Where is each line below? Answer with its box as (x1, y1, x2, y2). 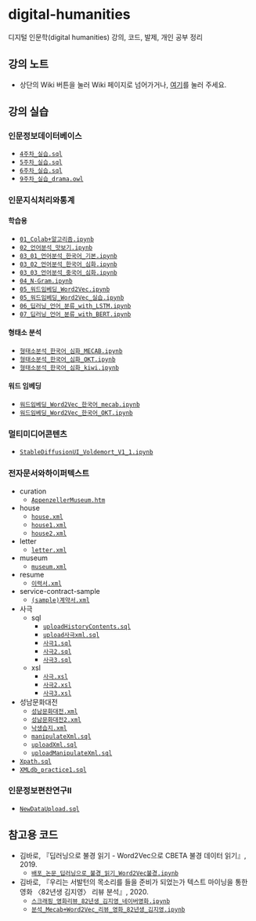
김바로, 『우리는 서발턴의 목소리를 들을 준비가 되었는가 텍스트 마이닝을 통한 (19, 877, 248, 886)
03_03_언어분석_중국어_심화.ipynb (19, 268, 117, 276)
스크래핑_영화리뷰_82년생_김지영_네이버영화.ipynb (31, 897, 171, 905)
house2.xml (31, 530, 67, 537)
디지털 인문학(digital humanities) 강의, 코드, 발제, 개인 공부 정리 (8, 32, 204, 42)
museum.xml (31, 562, 67, 570)
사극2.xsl (42, 681, 72, 689)
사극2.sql (42, 647, 72, 656)
